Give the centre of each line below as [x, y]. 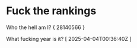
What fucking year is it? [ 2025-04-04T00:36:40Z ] [69, 39]
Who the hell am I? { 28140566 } [45, 27]
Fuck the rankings [51, 11]
